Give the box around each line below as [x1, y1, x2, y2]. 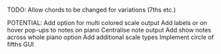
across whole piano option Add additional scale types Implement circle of [7, 33, 214, 41]
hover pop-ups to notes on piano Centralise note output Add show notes [7, 26, 212, 34]
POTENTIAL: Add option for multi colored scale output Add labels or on [7, 19, 207, 26]
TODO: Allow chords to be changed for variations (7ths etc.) [7, 6, 177, 13]
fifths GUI [7, 40, 34, 48]
